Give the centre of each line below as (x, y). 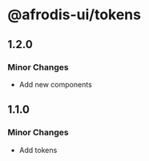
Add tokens (38, 150)
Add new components (56, 84)
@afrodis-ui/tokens (74, 15)
